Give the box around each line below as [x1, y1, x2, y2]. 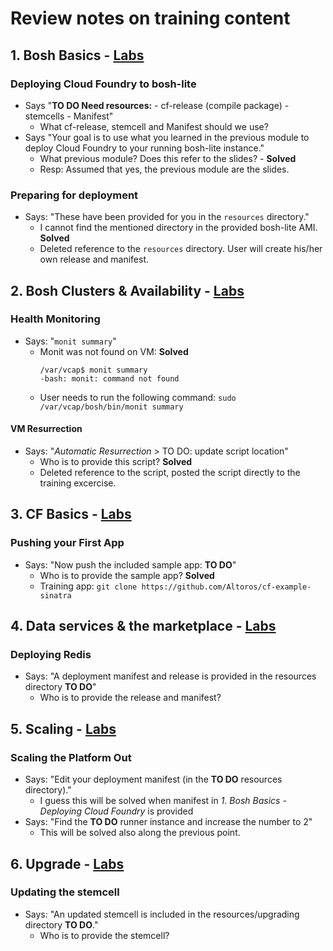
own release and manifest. [39, 253, 150, 266]
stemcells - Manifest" [24, 110, 114, 122]
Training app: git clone [39, 580, 138, 592]
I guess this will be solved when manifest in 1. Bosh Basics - [39, 795, 287, 807]
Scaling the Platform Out [10, 750, 132, 764]
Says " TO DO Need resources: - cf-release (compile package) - [24, 99, 290, 111]
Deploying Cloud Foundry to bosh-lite [10, 77, 197, 91]
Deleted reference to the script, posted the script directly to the [39, 467, 301, 479]
